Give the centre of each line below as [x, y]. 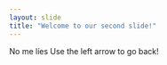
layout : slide [36, 17]
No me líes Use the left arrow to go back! [84, 51]
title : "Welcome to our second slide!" [83, 26]
